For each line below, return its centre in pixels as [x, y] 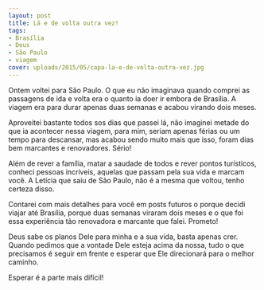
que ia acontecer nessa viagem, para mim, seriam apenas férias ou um [124, 131]
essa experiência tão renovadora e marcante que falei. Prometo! [113, 221]
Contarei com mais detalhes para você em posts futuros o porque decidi [127, 204]
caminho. [23, 262]
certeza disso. [31, 189]
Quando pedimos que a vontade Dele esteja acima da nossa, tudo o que [126, 245]
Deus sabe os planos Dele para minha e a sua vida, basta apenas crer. [123, 237]
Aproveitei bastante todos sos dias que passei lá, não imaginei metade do [129, 122]
